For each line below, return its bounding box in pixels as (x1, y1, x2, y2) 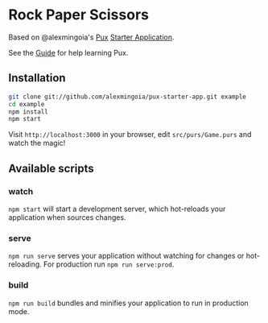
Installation (8, 71, 66, 85)
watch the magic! (8, 139, 66, 148)
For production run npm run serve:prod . (43, 259, 175, 269)
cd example (8, 100, 45, 108)
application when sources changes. (8, 212, 126, 222)
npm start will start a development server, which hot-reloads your (8, 204, 226, 213)
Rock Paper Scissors (8, 6, 149, 24)
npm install (8, 107, 48, 116)
